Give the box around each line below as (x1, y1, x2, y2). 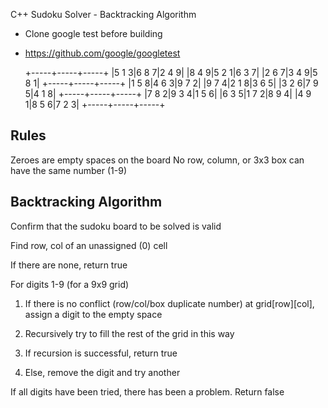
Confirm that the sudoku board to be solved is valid (10, 220, 222, 232)
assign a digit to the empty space (24, 308, 163, 320)
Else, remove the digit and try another (24, 366, 181, 378)
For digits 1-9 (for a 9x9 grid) (10, 278, 130, 290)
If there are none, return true (10, 259, 128, 271)
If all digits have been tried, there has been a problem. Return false (10, 385, 285, 398)
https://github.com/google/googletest (24, 47, 181, 59)
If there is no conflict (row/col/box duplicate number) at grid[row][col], (24, 297, 315, 309)
